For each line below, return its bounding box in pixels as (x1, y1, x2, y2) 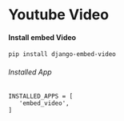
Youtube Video (8, 6, 110, 24)
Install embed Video (8, 32, 77, 42)
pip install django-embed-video (8, 50, 116, 58)
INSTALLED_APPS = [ (8, 92, 74, 100)
